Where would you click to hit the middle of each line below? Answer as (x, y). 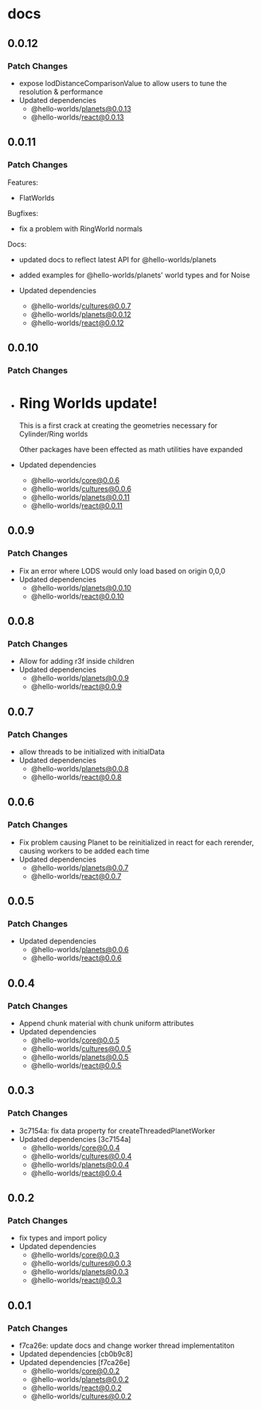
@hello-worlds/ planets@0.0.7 (80, 867)
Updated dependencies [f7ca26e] (74, 1362)
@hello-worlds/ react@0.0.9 (76, 687)
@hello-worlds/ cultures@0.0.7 (81, 306)
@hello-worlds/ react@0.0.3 (76, 1281)
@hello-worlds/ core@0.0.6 (75, 480)
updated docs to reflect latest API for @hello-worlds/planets (117, 259)
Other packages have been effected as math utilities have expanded (131, 449)
